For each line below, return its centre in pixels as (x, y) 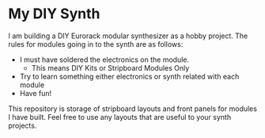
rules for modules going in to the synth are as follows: (96, 44)
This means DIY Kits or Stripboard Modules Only (110, 67)
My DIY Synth (54, 14)
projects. (23, 125)
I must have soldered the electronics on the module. (104, 59)
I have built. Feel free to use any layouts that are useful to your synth (120, 117)
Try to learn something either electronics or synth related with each (129, 76)
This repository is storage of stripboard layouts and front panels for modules (132, 109)
